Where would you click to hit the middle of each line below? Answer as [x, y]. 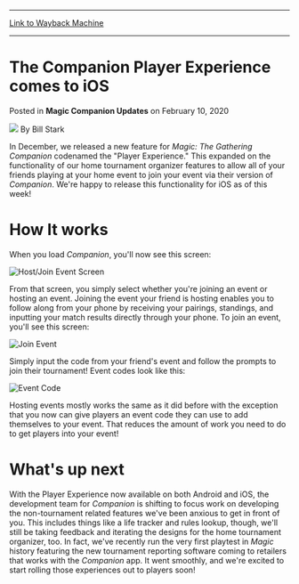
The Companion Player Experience [140, 67]
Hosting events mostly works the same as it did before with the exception [144, 405]
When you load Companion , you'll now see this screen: [110, 254]
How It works [59, 230]
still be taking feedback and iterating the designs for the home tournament [145, 531]
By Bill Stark [42, 129]
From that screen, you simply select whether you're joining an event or [138, 288]
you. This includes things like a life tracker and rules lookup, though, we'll [144, 523]
